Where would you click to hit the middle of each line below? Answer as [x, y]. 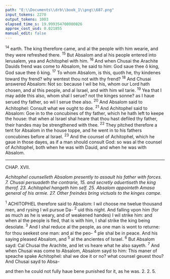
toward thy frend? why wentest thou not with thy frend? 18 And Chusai [78, 78]
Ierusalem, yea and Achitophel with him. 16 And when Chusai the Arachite [82, 60]
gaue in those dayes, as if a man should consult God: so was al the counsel [83, 142]
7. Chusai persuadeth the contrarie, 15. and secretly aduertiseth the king [80, 182]
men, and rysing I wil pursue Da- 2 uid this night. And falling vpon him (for [82, 209]
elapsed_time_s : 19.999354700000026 [44, 24]
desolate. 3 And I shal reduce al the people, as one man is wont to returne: [83, 226]
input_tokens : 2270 [26, 15]
